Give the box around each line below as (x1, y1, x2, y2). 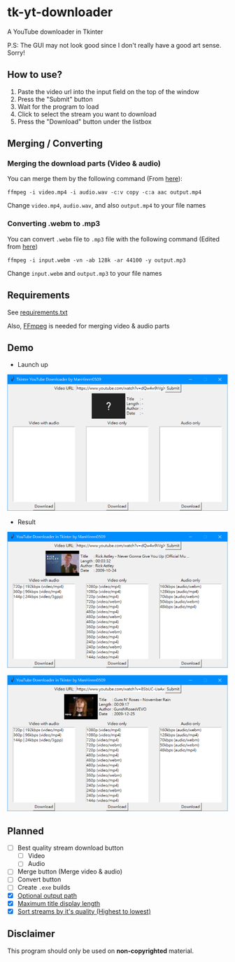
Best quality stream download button (17, 843, 124, 853)
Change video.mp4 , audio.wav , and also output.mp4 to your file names (7, 201, 206, 210)
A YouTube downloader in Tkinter (7, 27, 104, 36)
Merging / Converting (7, 138, 104, 149)
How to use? (7, 69, 63, 81)
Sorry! (7, 48, 26, 57)
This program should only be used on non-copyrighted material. (7, 947, 194, 955)
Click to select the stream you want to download (17, 109, 157, 118)
